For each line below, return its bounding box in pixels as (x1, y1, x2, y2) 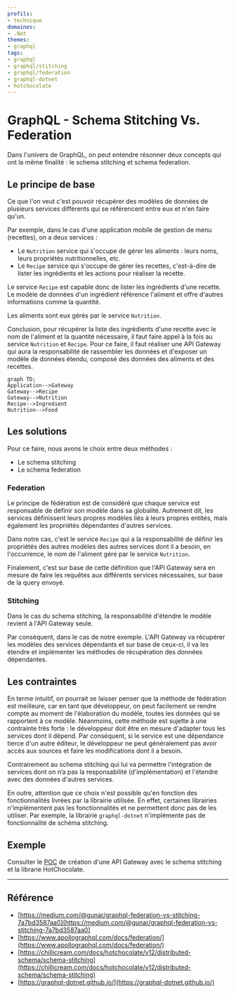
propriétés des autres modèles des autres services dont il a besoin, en (7, 543, 211, 551)
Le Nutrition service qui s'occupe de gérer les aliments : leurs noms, (17, 247, 219, 255)
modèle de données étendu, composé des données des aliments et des (7, 355, 214, 363)
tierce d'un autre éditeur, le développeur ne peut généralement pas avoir (7, 739, 218, 748)
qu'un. (7, 212, 26, 220)
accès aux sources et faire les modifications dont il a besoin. (7, 746, 183, 755)
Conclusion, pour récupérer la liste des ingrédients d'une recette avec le (7, 325, 216, 333)
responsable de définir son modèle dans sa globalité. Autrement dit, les (7, 507, 214, 515)
